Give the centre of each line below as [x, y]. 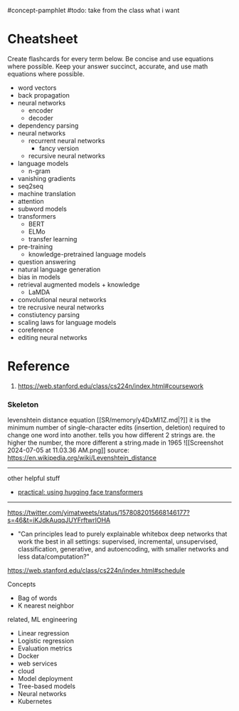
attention [31, 201]
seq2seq [31, 186]
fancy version [59, 148]
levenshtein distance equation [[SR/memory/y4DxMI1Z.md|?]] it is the [109, 420]
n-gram [39, 171]
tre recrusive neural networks [61, 307]
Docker [28, 656]
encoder [41, 110]
